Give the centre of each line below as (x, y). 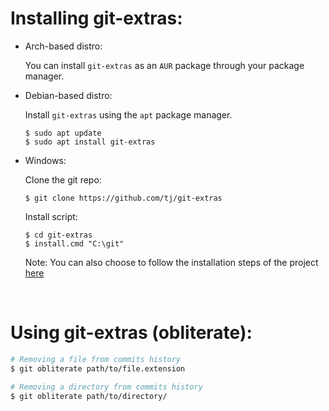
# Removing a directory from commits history (106, 387)
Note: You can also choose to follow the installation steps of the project (171, 262)
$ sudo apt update (63, 133)
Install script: (51, 216)
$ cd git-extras (58, 235)
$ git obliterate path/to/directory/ (89, 396)
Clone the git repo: (63, 179)
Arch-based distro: (63, 46)
